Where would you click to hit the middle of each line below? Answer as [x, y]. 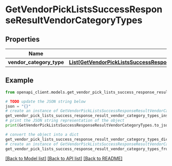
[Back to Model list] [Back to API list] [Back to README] [64, 159]
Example [19, 80]
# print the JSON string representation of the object [65, 121]
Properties [23, 39]
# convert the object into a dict [42, 134]
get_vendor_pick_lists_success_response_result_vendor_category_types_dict [88, 139]
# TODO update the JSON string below [46, 101]
